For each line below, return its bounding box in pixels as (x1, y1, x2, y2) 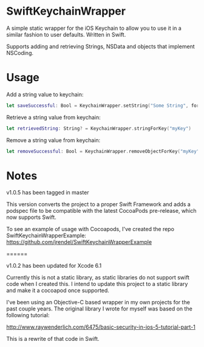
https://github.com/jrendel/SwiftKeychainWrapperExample (6, 238, 152, 246)
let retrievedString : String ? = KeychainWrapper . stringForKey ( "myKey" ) (6, 125, 191, 132)
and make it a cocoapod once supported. (6, 287, 109, 294)
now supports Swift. (6, 213, 56, 221)
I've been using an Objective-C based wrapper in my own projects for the (6, 299, 190, 306)
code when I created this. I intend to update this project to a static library (6, 281, 188, 288)
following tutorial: (6, 312, 50, 319)
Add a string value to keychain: (6, 90, 84, 98)
